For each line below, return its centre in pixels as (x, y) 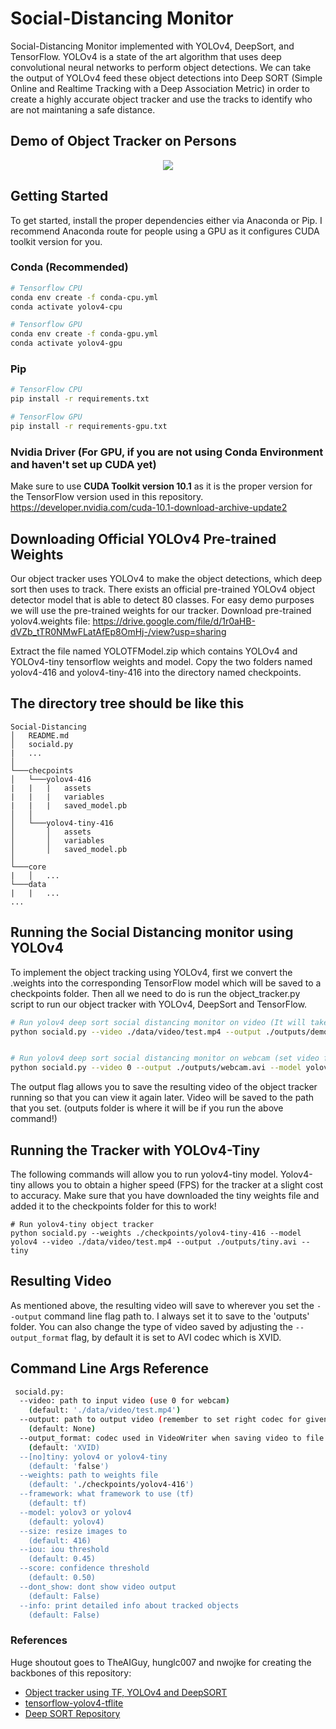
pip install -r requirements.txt (80, 399)
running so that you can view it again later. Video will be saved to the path (162, 1098)
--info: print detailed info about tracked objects (129, 1605)
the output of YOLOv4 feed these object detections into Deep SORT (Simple (166, 78)
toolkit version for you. (56, 241)
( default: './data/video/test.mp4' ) (105, 1410)
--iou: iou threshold (64, 1550)
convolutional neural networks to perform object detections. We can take (161, 67)
